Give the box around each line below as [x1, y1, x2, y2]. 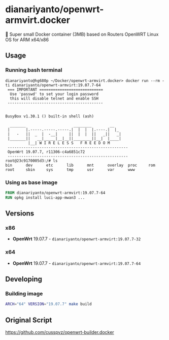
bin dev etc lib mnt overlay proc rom [5, 163, 156, 168]
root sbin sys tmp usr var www [5, 167, 136, 172]
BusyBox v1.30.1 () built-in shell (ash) [5, 113, 94, 119]
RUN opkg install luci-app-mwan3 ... [5, 195, 85, 200]
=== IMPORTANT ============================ [7, 87, 103, 92]
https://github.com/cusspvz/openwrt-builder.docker [5, 329, 114, 335]
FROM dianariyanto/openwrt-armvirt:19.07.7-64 [5, 190, 106, 195]
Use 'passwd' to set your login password [10, 91, 99, 97]
